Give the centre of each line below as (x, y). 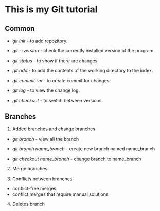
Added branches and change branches (54, 129)
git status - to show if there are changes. (55, 61)
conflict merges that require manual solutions (60, 194)
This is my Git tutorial (51, 9)
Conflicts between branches (42, 179)
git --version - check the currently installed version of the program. (83, 51)
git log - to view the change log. (46, 90)
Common (20, 28)
